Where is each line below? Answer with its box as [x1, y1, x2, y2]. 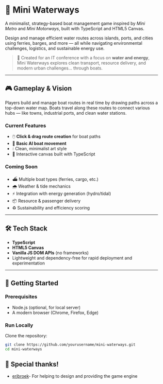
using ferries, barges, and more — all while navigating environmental [5, 40, 143, 46]
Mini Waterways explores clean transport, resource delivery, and [16, 60, 147, 66]
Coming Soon [5, 163, 38, 170]
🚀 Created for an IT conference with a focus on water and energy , [16, 54, 150, 60]
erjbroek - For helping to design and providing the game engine [12, 373, 138, 379]
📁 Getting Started [5, 279, 59, 287]
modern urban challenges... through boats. [16, 65, 103, 71]
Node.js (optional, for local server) [12, 304, 81, 310]
